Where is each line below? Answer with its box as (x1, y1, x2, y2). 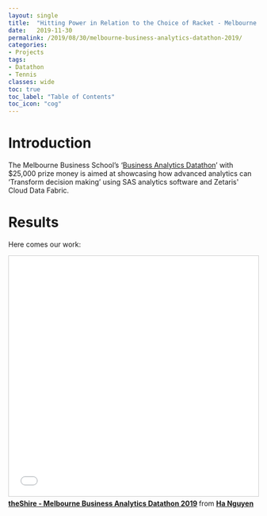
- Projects (8, 48, 44, 56)
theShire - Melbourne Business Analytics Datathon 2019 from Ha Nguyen (8, 499, 254, 508)
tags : (8, 56, 26, 64)
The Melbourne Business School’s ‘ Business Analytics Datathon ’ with (8, 160, 234, 170)
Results (8, 213, 59, 231)
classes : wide (8, 78, 55, 86)
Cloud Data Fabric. (8, 185, 70, 195)
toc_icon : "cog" (8, 100, 62, 108)
